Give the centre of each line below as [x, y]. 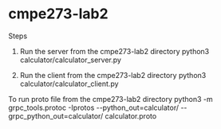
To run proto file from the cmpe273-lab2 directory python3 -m [110, 99]
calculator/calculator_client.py [69, 84]
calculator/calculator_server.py [71, 60]
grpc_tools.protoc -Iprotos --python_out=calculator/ [94, 107]
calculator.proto [131, 115]
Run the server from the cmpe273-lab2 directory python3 [114, 51]
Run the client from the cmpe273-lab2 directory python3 [113, 75]
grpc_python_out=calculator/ [56, 115]
